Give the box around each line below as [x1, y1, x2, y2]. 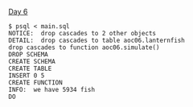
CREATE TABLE [8, 64, 52, 72]
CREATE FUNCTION [8, 79, 63, 87]
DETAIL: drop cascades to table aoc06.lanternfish [8, 36, 185, 44]
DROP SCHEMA [8, 51, 48, 59]
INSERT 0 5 [8, 72, 45, 80]
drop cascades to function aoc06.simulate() [8, 43, 160, 51]
